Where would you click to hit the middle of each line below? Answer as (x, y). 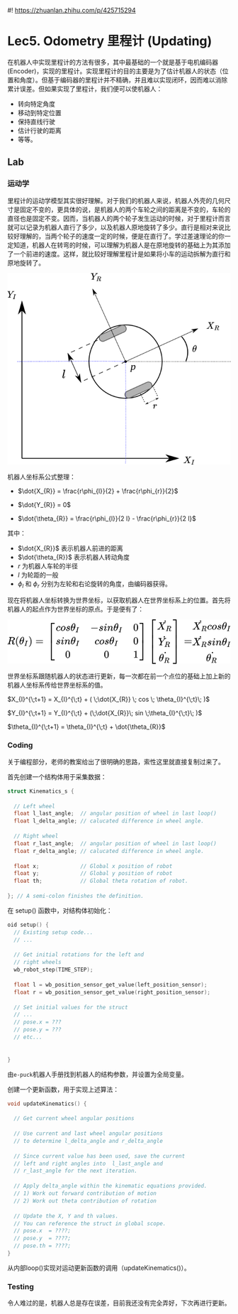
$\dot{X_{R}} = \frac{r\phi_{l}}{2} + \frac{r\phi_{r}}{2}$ (98, 491)
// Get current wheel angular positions (74, 1119)
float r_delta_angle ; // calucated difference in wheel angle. (109, 851)
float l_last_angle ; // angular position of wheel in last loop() (115, 814)
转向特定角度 (36, 104)
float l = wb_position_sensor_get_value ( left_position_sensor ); (110, 984)
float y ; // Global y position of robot (93, 874)
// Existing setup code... (53, 932)
